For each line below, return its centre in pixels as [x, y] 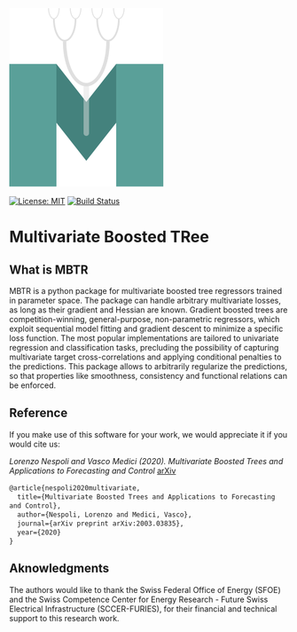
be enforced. [33, 385]
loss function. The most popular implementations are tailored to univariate [144, 338]
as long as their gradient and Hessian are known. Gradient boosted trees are [148, 310]
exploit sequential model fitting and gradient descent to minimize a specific [146, 328]
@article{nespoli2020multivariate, [75, 488]
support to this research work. [64, 618]
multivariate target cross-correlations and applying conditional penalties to [145, 357]
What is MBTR [49, 269]
